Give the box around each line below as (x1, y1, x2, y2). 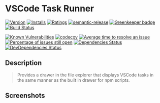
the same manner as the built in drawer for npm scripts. (17, 77, 130, 83)
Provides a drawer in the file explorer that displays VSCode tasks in (17, 72, 154, 78)
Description (5, 59, 42, 67)
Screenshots (5, 92, 45, 100)
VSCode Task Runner (5, 3, 95, 14)
